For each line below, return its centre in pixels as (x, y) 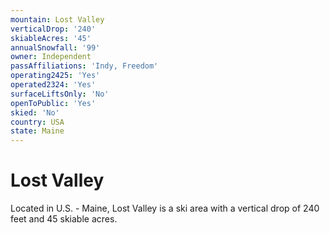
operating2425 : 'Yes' (55, 76)
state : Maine (37, 131)
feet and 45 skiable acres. (64, 219)
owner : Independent (51, 57)
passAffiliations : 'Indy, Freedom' (84, 66)
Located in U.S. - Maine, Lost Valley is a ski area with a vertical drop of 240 (165, 208)
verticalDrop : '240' (53, 29)
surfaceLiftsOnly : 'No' (60, 94)
